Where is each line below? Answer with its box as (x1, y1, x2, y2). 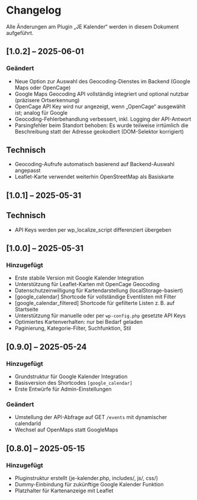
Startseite (14, 306, 38, 313)
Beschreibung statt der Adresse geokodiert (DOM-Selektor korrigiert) (14, 128, 185, 135)
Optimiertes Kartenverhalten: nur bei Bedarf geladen (14, 319, 143, 326)
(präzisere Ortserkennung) (14, 96, 80, 103)
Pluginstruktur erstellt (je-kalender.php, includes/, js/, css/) (14, 475, 159, 482)
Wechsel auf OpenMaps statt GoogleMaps (14, 426, 118, 433)
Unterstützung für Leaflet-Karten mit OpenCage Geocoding (14, 281, 160, 288)
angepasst (14, 167, 41, 174)
